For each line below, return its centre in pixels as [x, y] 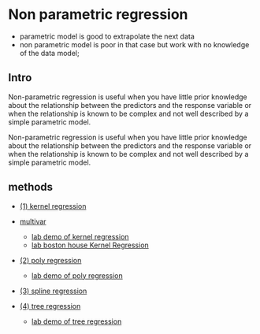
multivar [33, 221]
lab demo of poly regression [77, 275]
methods [31, 187]
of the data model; [50, 53]
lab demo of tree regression [76, 321]
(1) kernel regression [53, 206]
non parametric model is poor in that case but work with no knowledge [134, 44]
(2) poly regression [50, 260]
